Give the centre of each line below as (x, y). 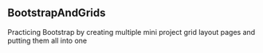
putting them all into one (47, 40)
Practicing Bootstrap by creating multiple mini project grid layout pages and (131, 32)
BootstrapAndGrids (57, 13)
